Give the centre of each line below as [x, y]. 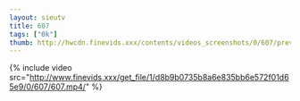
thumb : [21, 42]
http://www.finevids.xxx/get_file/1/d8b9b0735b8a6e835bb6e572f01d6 [159, 78]
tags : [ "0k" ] [33, 34]
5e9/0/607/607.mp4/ [48, 87]
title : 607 [29, 26]
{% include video [41, 68]
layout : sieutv [37, 17]
